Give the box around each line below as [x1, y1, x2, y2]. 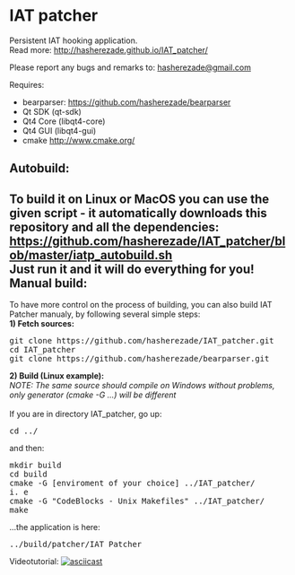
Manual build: [9, 275, 88, 291]
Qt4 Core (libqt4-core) [22, 116, 106, 126]
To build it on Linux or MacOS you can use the [9, 191, 270, 206]
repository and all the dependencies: [9, 219, 220, 234]
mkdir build [9, 460, 62, 471]
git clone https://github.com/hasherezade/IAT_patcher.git [9, 335, 275, 346]
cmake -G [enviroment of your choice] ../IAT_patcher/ [9, 478, 256, 489]
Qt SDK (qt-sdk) [22, 106, 82, 117]
